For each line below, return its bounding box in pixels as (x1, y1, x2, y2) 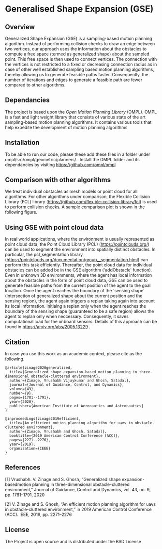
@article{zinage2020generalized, (5, 366, 73, 370)
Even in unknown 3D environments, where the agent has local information (5, 272, 152, 278)
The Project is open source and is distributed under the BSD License (5, 538, 142, 544)
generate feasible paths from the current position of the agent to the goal (5, 283, 151, 288)
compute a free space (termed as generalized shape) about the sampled (5, 51, 149, 57)
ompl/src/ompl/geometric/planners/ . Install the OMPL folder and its (5, 156, 140, 162)
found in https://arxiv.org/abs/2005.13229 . (5, 324, 90, 330)
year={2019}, (9, 442, 36, 447)
